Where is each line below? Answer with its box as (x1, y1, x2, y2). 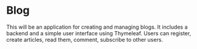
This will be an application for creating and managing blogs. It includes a (6, 23, 188, 30)
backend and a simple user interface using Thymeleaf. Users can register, (6, 29, 192, 36)
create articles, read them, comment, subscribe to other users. (6, 36, 163, 43)
